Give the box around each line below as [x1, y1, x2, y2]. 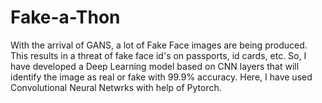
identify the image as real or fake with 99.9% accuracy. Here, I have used [10, 71, 313, 83]
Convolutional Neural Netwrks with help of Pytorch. [10, 81, 222, 93]
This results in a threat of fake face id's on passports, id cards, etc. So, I [10, 49, 307, 61]
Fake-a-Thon [10, 6, 121, 29]
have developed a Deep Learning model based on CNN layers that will [10, 60, 300, 72]
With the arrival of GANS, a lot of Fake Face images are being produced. [10, 39, 308, 51]
